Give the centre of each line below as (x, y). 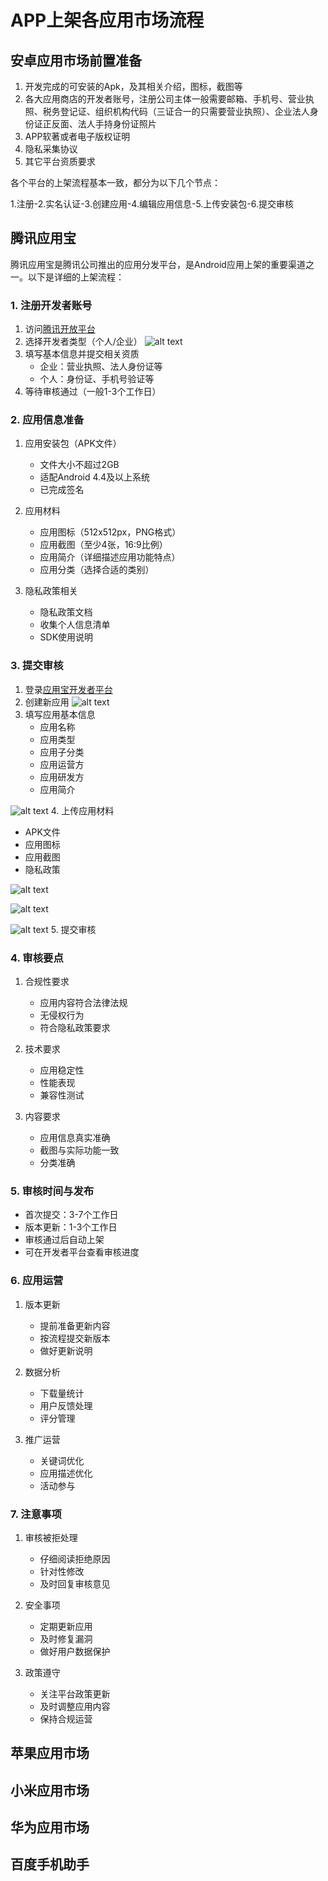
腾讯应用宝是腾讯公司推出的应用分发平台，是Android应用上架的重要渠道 (158, 264)
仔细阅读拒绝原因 (75, 1558)
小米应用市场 (50, 1790)
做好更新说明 (66, 1350)
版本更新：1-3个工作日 (71, 1227)
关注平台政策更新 (75, 1693)
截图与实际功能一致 (79, 1150)
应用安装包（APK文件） (73, 443)
